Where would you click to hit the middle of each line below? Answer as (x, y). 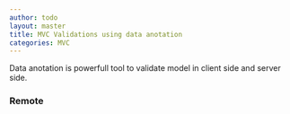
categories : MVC (40, 43)
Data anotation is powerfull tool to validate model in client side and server (145, 68)
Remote (26, 101)
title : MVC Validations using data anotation (96, 34)
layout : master (38, 26)
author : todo (34, 18)
